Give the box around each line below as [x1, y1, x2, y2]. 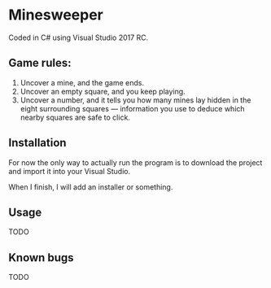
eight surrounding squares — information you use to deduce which [20, 103, 246, 113]
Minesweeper [8, 6, 103, 24]
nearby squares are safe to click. [20, 112, 130, 122]
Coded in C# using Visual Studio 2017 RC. [8, 33, 149, 42]
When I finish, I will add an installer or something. [8, 181, 173, 192]
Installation [8, 136, 67, 150]
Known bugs [8, 251, 75, 264]
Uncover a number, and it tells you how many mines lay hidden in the [20, 95, 251, 105]
